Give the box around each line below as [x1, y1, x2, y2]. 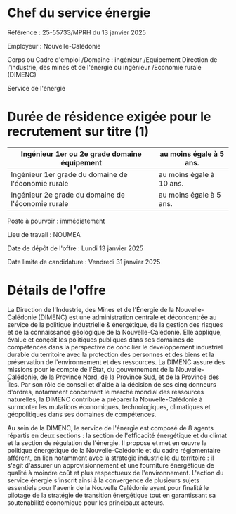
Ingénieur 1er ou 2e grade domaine [20, 149, 142, 159]
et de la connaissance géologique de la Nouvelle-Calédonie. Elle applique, [7, 328, 223, 336]
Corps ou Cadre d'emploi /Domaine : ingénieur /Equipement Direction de [7, 55, 218, 64]
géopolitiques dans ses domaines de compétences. [7, 410, 157, 418]
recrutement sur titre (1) [7, 124, 150, 140]
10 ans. [158, 178, 184, 188]
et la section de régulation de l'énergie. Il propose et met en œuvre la [7, 438, 207, 447]
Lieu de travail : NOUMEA [7, 230, 81, 238]
